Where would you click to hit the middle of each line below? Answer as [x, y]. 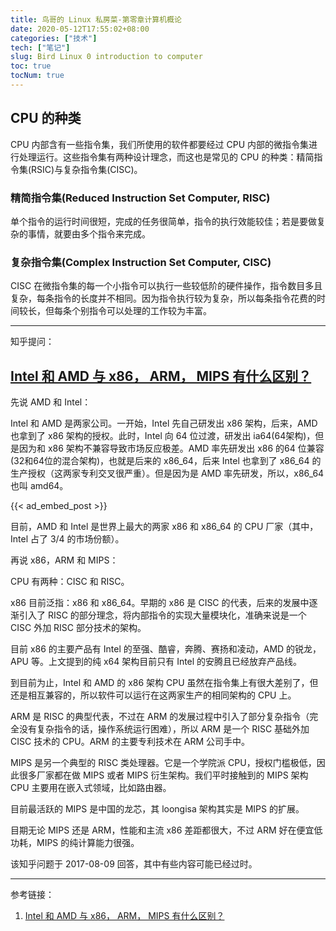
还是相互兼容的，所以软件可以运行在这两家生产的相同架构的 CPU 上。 [153, 695]
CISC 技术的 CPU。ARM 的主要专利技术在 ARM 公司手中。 [130, 742]
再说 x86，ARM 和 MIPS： [64, 560]
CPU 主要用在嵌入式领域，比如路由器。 [91, 788]
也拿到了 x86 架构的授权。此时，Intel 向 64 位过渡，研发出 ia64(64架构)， [163, 436]
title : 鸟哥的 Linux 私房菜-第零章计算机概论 [96, 19]
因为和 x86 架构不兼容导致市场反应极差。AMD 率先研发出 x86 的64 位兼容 [171, 448]
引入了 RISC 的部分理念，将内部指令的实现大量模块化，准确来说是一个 [162, 615]
